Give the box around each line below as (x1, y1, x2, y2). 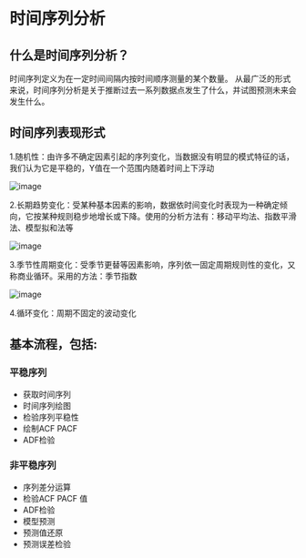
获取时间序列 (22, 389, 71, 400)
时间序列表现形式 (9, 125, 106, 141)
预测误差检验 (22, 538, 71, 549)
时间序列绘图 (22, 400, 71, 411)
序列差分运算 (22, 482, 71, 492)
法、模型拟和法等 (9, 222, 74, 233)
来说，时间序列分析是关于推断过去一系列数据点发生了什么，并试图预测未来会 (9, 85, 297, 96)
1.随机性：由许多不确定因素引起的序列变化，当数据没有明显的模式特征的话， (9, 151, 294, 162)
